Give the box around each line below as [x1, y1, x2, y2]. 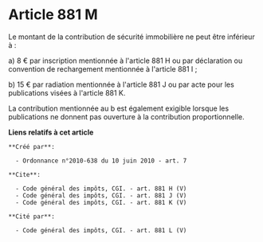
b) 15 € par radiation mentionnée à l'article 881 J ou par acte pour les [8, 80, 235, 89]
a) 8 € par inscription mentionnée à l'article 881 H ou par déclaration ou [8, 56, 243, 65]
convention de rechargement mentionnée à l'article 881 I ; [8, 64, 198, 73]
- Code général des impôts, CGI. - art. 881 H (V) [15, 185, 187, 193]
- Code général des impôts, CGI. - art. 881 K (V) [15, 198, 187, 206]
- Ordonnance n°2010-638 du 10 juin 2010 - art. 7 [15, 157, 187, 165]
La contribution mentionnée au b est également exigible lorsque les [8, 103, 230, 113]
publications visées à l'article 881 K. [8, 88, 126, 97]
